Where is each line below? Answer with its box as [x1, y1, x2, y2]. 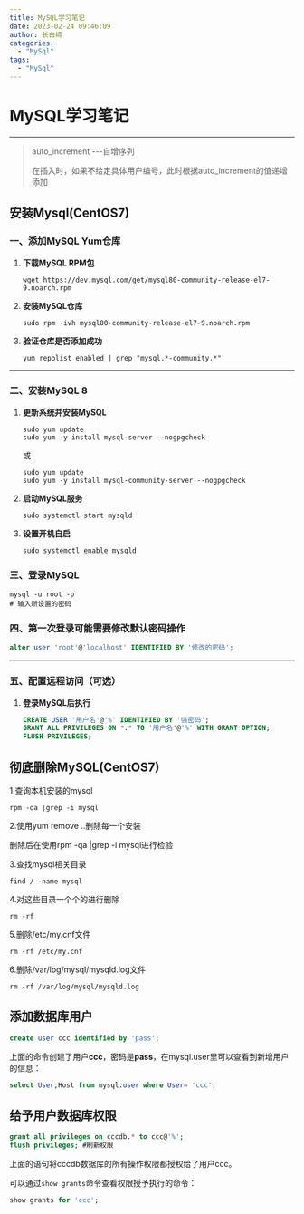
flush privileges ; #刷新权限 [9, 1141, 114, 1151]
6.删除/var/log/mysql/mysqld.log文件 [9, 964, 147, 975]
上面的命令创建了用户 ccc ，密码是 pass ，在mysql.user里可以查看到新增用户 [9, 1051, 290, 1062]
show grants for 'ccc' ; [9, 1196, 100, 1205]
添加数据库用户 [9, 1009, 93, 1025]
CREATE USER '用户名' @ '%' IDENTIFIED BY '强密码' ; [22, 715, 210, 725]
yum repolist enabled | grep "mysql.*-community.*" [22, 353, 222, 362]
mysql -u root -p [9, 590, 75, 599]
